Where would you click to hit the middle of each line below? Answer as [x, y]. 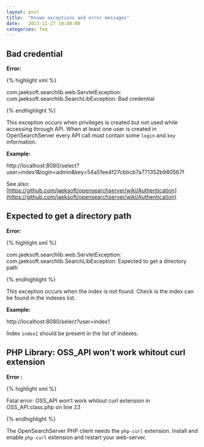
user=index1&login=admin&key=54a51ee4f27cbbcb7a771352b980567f [95, 172]
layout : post [23, 12]
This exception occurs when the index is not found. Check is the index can [100, 291]
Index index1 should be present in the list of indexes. [72, 333]
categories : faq [27, 29]
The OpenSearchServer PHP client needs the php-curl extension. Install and [102, 430]
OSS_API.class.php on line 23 [43, 407]
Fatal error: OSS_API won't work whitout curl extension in [78, 401]
